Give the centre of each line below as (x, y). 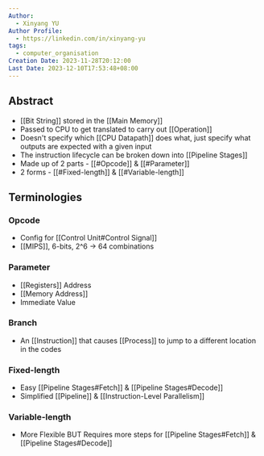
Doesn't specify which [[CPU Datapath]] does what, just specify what (135, 137)
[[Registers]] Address (56, 285)
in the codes (41, 349)
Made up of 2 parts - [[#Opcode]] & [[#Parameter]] (105, 163)
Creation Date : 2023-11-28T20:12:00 (70, 61)
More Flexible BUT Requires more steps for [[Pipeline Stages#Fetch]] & (138, 435)
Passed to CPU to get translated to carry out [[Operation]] (116, 129)
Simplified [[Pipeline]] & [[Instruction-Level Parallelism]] (112, 396)
